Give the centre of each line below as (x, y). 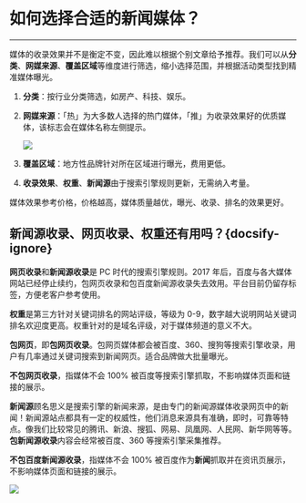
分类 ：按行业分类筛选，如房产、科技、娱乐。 (107, 96)
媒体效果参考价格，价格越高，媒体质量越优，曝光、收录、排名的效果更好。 (149, 202)
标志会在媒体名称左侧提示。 (99, 127)
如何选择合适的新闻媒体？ (106, 19)
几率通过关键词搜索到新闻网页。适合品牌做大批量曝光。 (129, 355)
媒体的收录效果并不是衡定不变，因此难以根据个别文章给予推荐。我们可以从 (149, 54)
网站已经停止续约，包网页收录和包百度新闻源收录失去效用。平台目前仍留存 (149, 282)
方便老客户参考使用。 (65, 294)
